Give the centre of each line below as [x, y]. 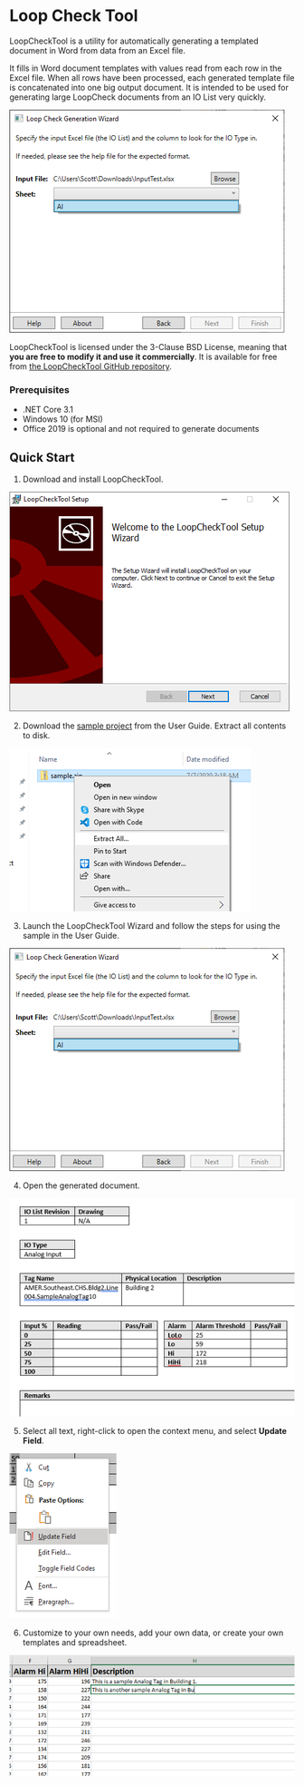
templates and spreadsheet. [75, 1642]
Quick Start [42, 458]
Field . [33, 1440]
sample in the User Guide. [71, 936]
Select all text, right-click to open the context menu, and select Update [155, 1430]
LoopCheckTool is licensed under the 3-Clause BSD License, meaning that [148, 346]
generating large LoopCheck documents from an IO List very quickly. [138, 97]
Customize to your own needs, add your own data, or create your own [153, 1633]
